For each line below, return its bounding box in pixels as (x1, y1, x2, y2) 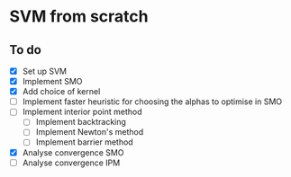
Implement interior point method (22, 106, 142, 118)
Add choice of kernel (22, 86, 101, 97)
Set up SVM (22, 66, 68, 76)
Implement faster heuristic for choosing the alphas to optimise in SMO (22, 96, 283, 107)
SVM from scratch (9, 6, 149, 27)
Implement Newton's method (35, 127, 144, 137)
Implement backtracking (35, 117, 126, 128)
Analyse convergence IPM (22, 157, 121, 168)
